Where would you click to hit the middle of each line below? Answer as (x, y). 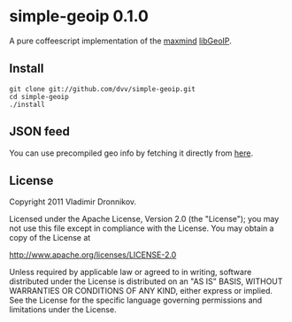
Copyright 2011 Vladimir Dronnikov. (73, 202)
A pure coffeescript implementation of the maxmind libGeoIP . (120, 41)
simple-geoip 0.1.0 (79, 16)
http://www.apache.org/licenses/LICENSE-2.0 (93, 255)
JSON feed (40, 131)
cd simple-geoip (39, 96)
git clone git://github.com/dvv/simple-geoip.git (103, 89)
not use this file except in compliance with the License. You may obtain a (142, 228)
